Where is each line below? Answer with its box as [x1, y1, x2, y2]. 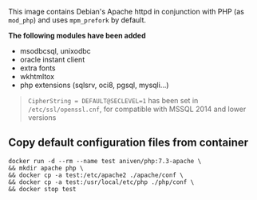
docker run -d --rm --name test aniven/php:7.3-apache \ [8, 157, 202, 165]
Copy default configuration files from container [8, 136, 249, 150]
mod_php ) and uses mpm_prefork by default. [8, 15, 146, 25]
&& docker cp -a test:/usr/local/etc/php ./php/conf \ [8, 178, 195, 186]
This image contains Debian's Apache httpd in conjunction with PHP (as [8, 7, 245, 16]
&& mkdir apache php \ [8, 164, 84, 172]
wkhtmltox [19, 72, 54, 81]
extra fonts [19, 63, 56, 73]
